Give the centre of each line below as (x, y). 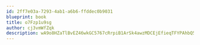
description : (22, 33)
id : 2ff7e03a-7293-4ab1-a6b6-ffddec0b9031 (60, 11)
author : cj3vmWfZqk (30, 28)
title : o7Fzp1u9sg (29, 22)
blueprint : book (26, 17)
